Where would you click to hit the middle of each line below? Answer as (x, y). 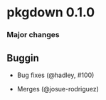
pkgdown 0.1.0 (51, 12)
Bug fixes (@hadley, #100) (55, 75)
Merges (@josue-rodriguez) (58, 89)
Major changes (33, 35)
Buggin (23, 58)
